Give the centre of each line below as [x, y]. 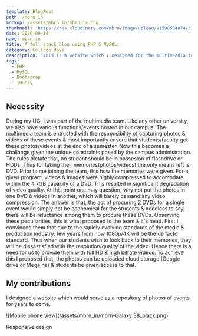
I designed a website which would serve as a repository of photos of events [98, 298]
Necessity [25, 107]
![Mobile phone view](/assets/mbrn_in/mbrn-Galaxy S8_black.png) [87, 315]
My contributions [39, 284]
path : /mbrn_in [25, 17]
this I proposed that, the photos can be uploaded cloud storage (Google [93, 258]
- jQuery [22, 83]
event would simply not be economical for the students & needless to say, [96, 208]
